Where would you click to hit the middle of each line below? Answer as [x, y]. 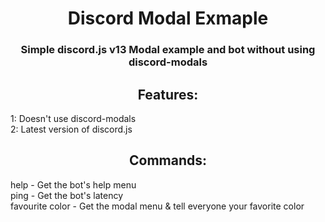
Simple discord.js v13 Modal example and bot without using [168, 50]
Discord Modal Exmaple [168, 18]
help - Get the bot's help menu [73, 184]
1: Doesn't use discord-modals [73, 118]
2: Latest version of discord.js [71, 129]
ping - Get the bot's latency [67, 195]
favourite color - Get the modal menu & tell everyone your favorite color [157, 206]
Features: [168, 94]
